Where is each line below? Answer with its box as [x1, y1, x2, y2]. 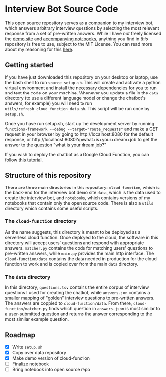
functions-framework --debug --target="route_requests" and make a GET [5, 126, 158, 132]
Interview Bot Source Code [5, 3, 118, 15]
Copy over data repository [12, 350, 66, 356]
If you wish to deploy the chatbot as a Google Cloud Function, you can [5, 151, 149, 157]
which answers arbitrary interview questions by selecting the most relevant [5, 25, 159, 31]
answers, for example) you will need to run [5, 100, 92, 106]
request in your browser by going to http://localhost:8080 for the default [5, 131, 153, 137]
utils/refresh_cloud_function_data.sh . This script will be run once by [5, 105, 150, 111]
